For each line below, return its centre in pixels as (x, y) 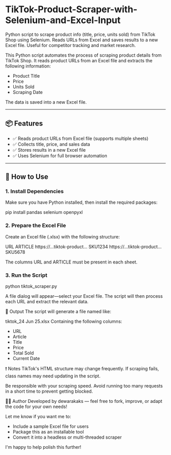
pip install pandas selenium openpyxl (44, 212)
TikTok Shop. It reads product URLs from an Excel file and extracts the (79, 60)
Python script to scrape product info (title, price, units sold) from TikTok (80, 34)
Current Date (26, 358)
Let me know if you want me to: (38, 417)
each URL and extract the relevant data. (47, 302)
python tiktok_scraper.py (31, 286)
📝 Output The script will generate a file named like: (58, 312)
